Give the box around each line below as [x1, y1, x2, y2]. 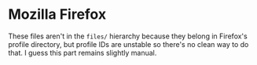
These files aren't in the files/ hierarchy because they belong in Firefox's [8, 31, 248, 41]
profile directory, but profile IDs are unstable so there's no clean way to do [8, 39, 249, 49]
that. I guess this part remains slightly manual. [8, 48, 157, 57]
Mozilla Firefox [8, 5, 107, 23]
